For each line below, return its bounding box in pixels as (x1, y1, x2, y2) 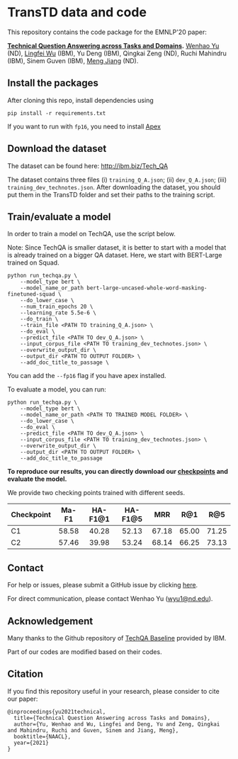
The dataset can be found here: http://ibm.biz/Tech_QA (7, 161, 169, 170)
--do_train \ (20, 316, 59, 323)
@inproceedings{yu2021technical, (7, 708, 106, 715)
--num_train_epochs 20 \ (20, 303, 93, 311)
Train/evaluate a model (7, 211, 111, 223)
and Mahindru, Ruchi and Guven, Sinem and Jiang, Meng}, (7, 726, 179, 734)
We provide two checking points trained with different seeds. (7, 489, 186, 497)
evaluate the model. (7, 475, 67, 483)
